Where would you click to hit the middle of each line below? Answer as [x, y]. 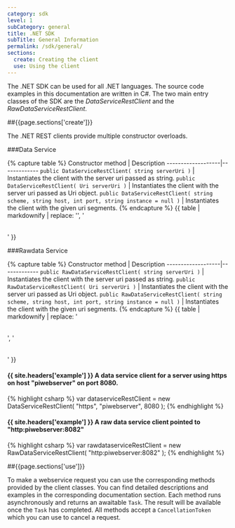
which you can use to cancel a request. [64, 517]
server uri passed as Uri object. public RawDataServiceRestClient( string [115, 294]
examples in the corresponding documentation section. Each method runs [114, 495]
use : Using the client [47, 66]
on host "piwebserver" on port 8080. [63, 383]
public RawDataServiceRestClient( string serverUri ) [120, 272]
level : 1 [20, 20]
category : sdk [28, 14]
